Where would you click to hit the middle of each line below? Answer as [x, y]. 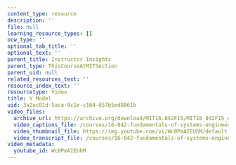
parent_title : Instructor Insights [59, 60]
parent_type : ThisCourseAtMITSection [63, 66]
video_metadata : [31, 145]
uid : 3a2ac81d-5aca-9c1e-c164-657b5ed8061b [72, 105]
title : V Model [29, 99]
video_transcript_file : [48, 138]
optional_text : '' [34, 53]
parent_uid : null [33, 72]
